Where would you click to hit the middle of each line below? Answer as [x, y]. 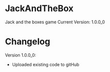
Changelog [28, 42]
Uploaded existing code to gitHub [46, 64]
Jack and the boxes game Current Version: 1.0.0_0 [55, 22]
